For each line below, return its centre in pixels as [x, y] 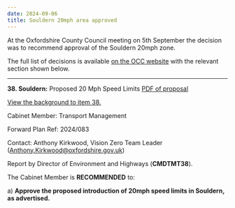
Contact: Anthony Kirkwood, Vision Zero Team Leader [85, 142]
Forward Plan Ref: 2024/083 [48, 129]
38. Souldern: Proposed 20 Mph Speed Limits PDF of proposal [98, 89]
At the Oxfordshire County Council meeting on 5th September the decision [115, 40]
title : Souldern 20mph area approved [62, 20]
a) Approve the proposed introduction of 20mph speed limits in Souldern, [116, 191]
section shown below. [38, 68]
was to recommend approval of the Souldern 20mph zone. [92, 47]
